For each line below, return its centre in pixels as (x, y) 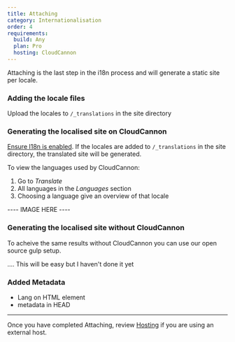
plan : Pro (28, 46)
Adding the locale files (46, 98)
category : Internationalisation (54, 20)
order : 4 (20, 27)
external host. (27, 332)
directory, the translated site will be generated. (74, 154)
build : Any (29, 40)
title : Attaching (33, 14)
